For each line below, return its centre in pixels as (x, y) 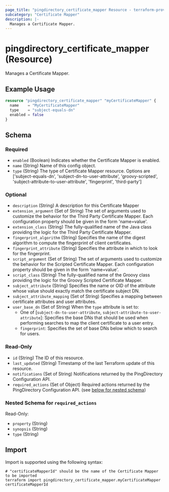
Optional (16, 194)
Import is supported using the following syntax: (54, 462)
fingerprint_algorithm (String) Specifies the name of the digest (79, 238)
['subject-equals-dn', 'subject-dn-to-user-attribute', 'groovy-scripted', (85, 176)
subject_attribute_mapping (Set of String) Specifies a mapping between (87, 297)
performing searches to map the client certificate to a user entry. (87, 323)
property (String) (30, 423)
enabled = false (27, 115)
